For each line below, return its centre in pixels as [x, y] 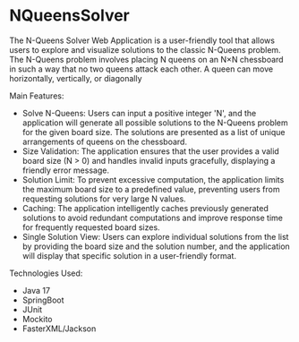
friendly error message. [66, 170]
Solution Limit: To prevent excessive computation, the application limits [153, 179]
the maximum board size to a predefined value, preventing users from [151, 189]
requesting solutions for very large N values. [104, 199]
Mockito [37, 319]
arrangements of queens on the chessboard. [105, 141]
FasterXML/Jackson [59, 329]
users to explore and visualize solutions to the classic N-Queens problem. [145, 49]
